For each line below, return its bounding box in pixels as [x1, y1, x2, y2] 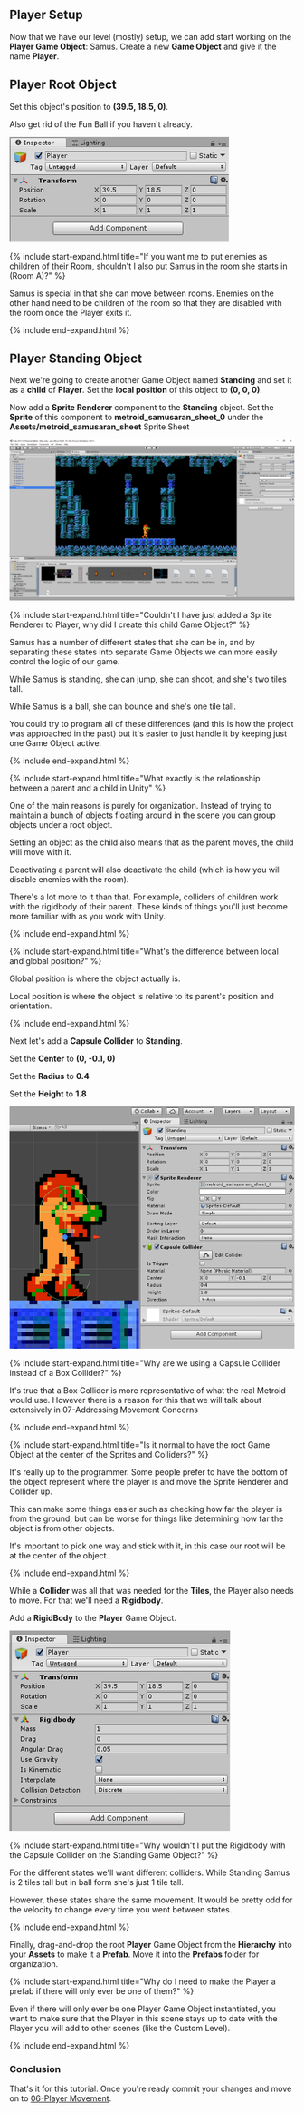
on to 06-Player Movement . [9, 2093, 112, 2104]
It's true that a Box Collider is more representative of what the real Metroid [9, 1385, 287, 1396]
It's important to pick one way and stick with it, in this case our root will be [9, 1540, 286, 1551]
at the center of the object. [9, 1550, 109, 1561]
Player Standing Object [9, 351, 143, 367]
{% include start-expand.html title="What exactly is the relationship [9, 772, 261, 783]
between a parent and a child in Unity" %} [9, 782, 166, 793]
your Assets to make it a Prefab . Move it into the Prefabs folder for [9, 1949, 260, 1960]
